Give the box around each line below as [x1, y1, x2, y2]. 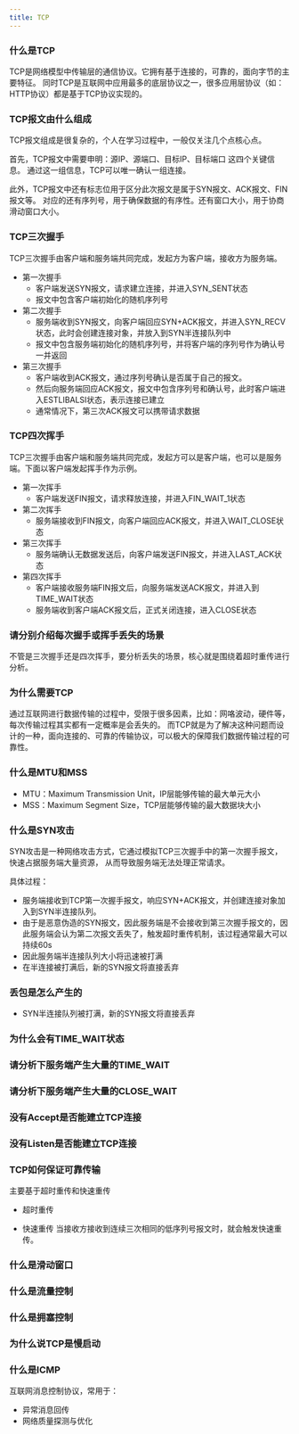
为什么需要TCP [9, 687, 74, 699]
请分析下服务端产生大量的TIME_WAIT [9, 1059, 171, 1071]
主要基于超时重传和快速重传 [9, 1185, 111, 1196]
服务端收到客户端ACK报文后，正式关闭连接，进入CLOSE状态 [35, 604, 257, 615]
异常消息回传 [21, 1405, 69, 1415]
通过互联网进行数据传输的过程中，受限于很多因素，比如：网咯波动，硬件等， [9, 708, 290, 719]
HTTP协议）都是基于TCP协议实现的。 [9, 88, 148, 99]
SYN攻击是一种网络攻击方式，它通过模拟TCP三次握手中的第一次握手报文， [9, 846, 283, 856]
